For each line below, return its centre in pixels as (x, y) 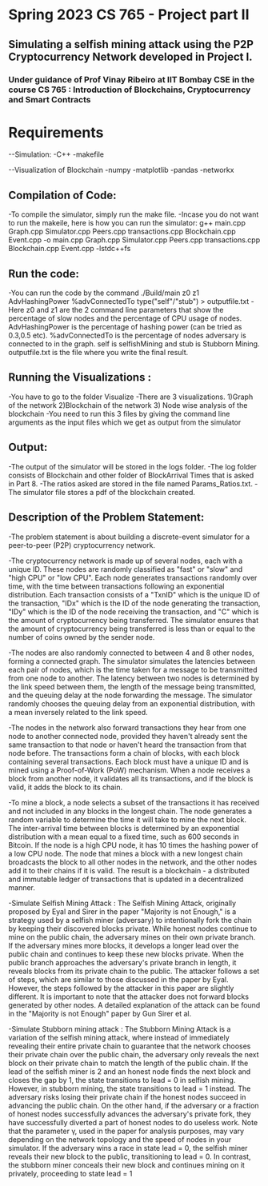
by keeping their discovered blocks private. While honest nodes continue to (133, 928)
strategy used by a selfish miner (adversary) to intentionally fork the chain (130, 920)
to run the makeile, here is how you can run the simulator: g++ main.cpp (127, 223)
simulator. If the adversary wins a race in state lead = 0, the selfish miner (128, 1148)
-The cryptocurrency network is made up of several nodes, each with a (126, 561)
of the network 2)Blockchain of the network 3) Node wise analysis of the (128, 405)
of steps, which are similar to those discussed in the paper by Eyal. (118, 979)
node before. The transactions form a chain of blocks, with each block (124, 753)
